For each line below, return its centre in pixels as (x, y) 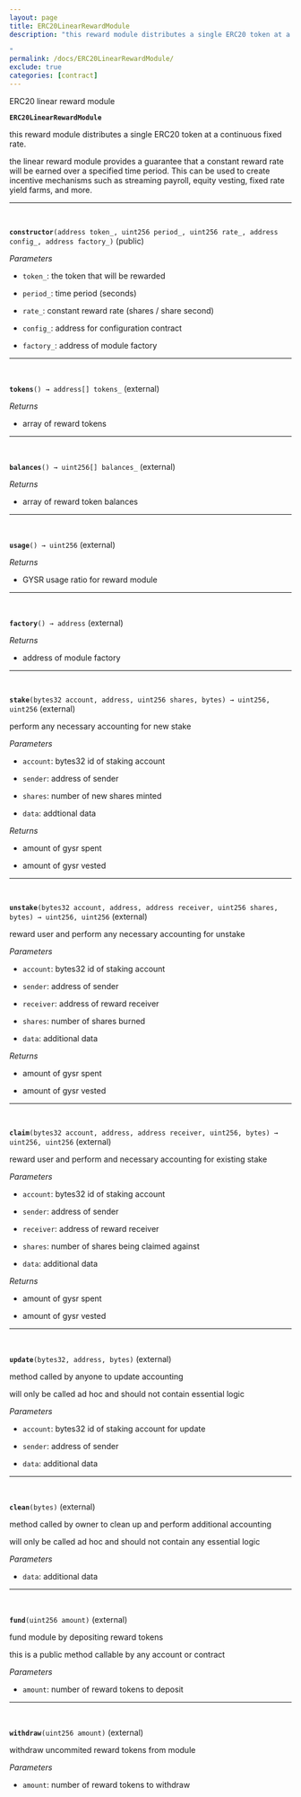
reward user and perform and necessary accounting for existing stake (138, 1159)
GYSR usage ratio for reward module (90, 580)
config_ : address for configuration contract (102, 328)
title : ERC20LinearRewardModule (69, 26)
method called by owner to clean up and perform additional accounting (140, 1524)
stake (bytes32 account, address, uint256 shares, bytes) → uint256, (140, 700)
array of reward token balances (80, 501)
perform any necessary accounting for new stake (100, 726)
